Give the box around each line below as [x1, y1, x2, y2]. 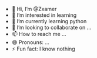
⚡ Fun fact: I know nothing [11, 45, 75, 52]
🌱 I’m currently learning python [11, 18, 87, 24]
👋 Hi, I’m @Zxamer [11, 6, 57, 12]
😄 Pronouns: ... [11, 39, 50, 46]
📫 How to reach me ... [11, 31, 66, 37]
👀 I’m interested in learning [11, 12, 77, 19]
